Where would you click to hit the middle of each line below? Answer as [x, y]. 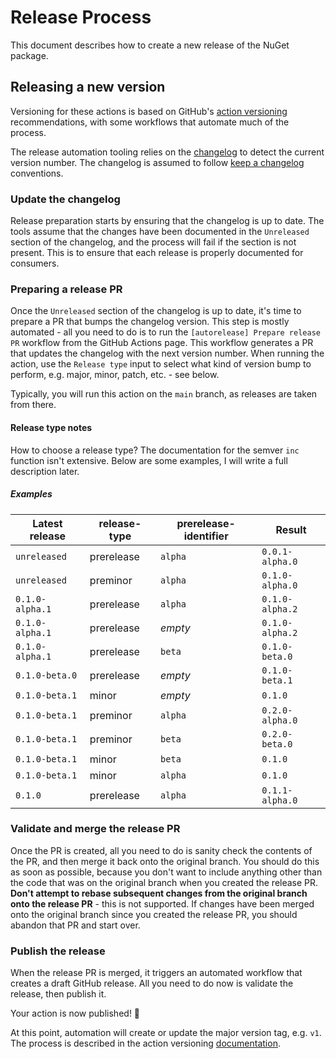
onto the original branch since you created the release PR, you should [154, 914]
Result [291, 529]
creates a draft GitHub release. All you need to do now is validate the [152, 983]
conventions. [37, 173]
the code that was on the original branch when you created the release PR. [164, 882]
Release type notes [51, 427]
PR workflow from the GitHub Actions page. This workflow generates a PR [162, 343]
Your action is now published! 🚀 [75, 1013]
